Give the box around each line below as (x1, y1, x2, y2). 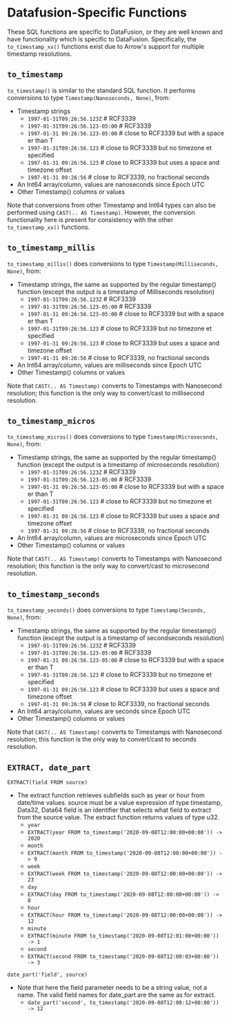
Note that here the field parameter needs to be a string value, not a (17, 984, 208, 991)
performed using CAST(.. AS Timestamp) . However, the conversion (7, 208, 195, 217)
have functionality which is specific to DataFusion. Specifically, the (7, 34, 197, 43)
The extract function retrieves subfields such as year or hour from (17, 791, 205, 799)
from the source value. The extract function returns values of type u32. (17, 813, 220, 821)
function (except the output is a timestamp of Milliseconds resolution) (17, 288, 215, 296)
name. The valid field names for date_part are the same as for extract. (17, 991, 216, 999)
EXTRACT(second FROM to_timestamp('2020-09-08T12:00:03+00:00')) (27, 953, 219, 960)
